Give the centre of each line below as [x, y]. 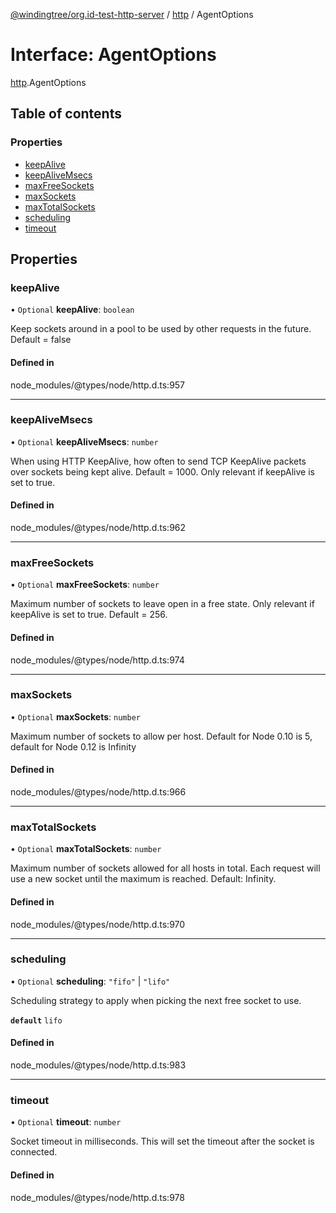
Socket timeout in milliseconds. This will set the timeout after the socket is [162, 1141]
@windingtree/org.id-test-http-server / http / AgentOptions [132, 14]
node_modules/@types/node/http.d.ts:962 [98, 528]
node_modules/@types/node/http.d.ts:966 [98, 792]
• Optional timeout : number [66, 1122]
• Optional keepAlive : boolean [72, 310]
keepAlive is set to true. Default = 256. [89, 615]
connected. [34, 1152]
